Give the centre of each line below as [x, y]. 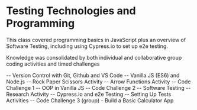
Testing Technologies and [71, 11]
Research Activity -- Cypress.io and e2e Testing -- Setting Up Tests [89, 94]
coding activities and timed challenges [53, 64]
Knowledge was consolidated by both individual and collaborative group [94, 57]
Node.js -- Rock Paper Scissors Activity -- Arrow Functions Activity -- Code [98, 82]
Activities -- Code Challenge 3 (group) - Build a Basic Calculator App [90, 100]
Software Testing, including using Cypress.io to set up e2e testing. [87, 46]
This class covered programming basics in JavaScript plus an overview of [96, 40]
